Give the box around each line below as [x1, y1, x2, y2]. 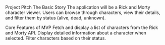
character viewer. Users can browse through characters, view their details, [5, 9, 160, 15]
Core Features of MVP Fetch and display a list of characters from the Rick [5, 24, 158, 30]
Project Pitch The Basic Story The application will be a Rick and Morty [5, 4, 150, 10]
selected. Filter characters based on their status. [5, 35, 106, 41]
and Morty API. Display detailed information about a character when [5, 30, 146, 35]
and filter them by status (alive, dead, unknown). [5, 15, 106, 20]
